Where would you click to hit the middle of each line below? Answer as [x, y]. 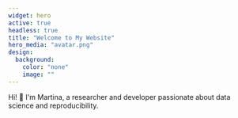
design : [21, 52]
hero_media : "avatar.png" [51, 45]
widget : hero [30, 15]
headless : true [33, 30]
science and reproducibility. [53, 105]
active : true [30, 23]
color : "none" [45, 67]
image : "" [39, 74]
